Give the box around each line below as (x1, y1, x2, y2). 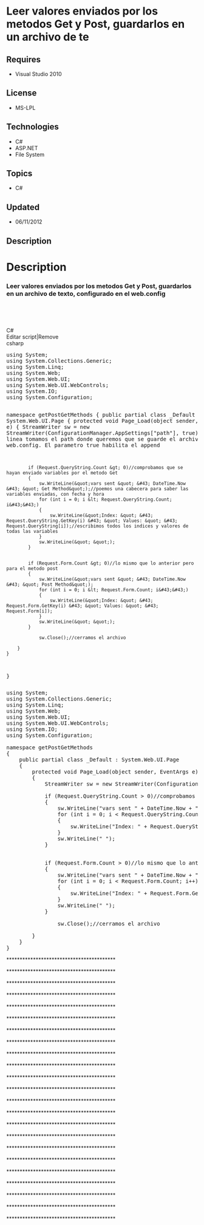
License (6, 88, 37, 98)
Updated (6, 202, 40, 212)
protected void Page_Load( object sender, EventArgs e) (32, 769, 199, 775)
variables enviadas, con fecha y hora (6, 491, 104, 498)
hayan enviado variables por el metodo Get (6, 470, 118, 476)
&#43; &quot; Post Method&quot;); (6, 582, 94, 588)
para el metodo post (6, 566, 59, 572)
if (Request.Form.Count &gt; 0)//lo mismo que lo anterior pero (28, 560, 194, 566)
